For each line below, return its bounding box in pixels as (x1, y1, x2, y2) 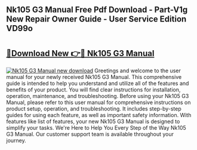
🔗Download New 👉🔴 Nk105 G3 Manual (6, 48, 155, 59)
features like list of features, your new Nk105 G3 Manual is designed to (6, 118, 180, 125)
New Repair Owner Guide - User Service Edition (6, 14, 187, 25)
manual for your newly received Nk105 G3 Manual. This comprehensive (6, 74, 182, 80)
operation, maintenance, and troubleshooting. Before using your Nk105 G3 (6, 93, 189, 99)
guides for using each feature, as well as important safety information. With (6, 112, 192, 118)
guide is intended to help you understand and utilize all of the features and (6, 80, 189, 87)
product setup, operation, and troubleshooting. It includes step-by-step (6, 105, 182, 112)
